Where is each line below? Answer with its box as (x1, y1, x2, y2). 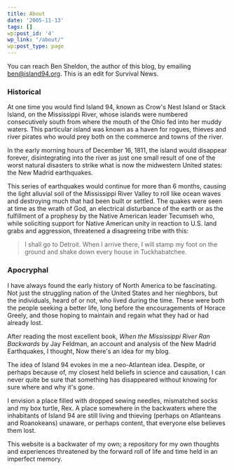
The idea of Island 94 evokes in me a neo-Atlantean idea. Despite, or (7, 360, 205, 368)
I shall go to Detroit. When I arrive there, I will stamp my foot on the (24, 240, 218, 249)
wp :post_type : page (7, 43, 64, 50)
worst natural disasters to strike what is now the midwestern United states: (7, 161, 223, 170)
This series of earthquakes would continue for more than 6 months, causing (7, 182, 226, 191)
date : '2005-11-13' (7, 17, 64, 24)
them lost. (7, 426, 36, 434)
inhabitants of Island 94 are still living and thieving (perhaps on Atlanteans (7, 411, 221, 420)
